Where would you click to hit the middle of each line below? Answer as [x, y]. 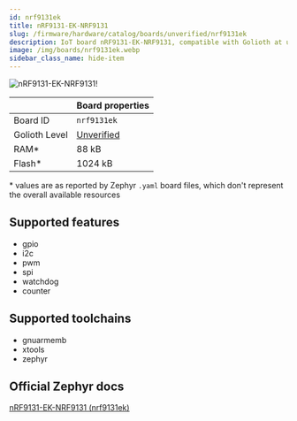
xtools [33, 349]
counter [36, 291]
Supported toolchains [70, 319]
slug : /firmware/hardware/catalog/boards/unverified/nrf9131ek [128, 34]
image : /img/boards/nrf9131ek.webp [75, 50]
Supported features [65, 222]
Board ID [32, 120]
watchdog [40, 281]
